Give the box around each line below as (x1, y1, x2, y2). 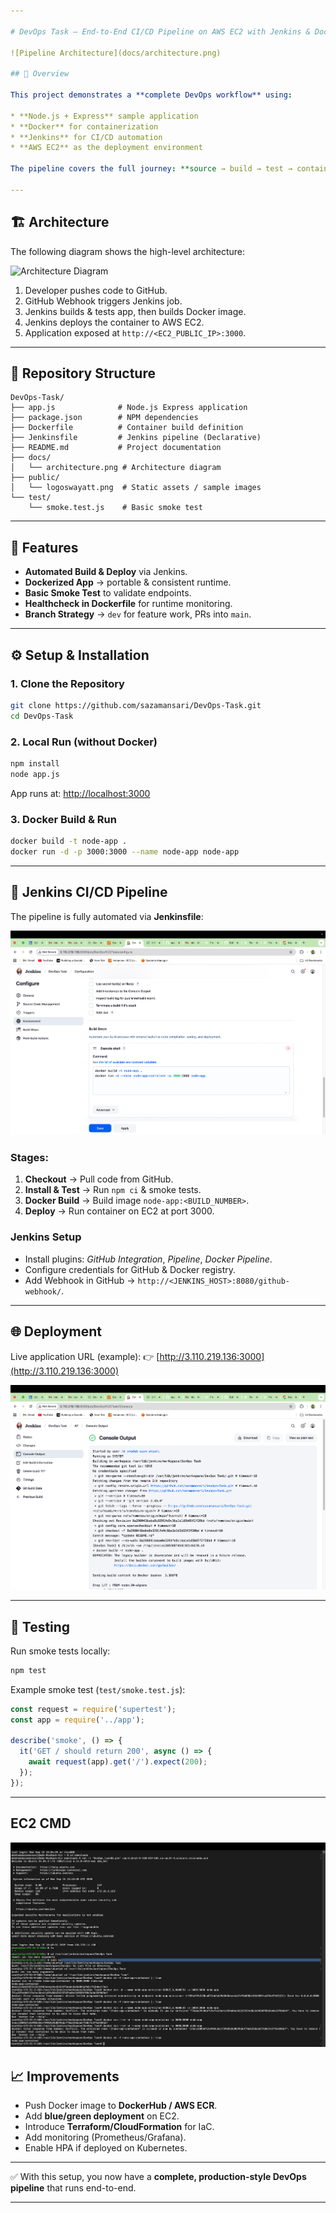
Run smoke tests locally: (10, 1645, 111, 1657)
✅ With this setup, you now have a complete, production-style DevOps (10, 2171, 307, 2183)
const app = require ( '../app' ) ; (10, 1715, 145, 1725)
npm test (10, 1665, 47, 1675)
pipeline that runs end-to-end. (10, 2182, 137, 2194)
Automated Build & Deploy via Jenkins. (24, 566, 188, 578)
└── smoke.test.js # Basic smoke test (28, 503, 203, 513)
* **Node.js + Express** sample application (10, 111, 199, 121)
